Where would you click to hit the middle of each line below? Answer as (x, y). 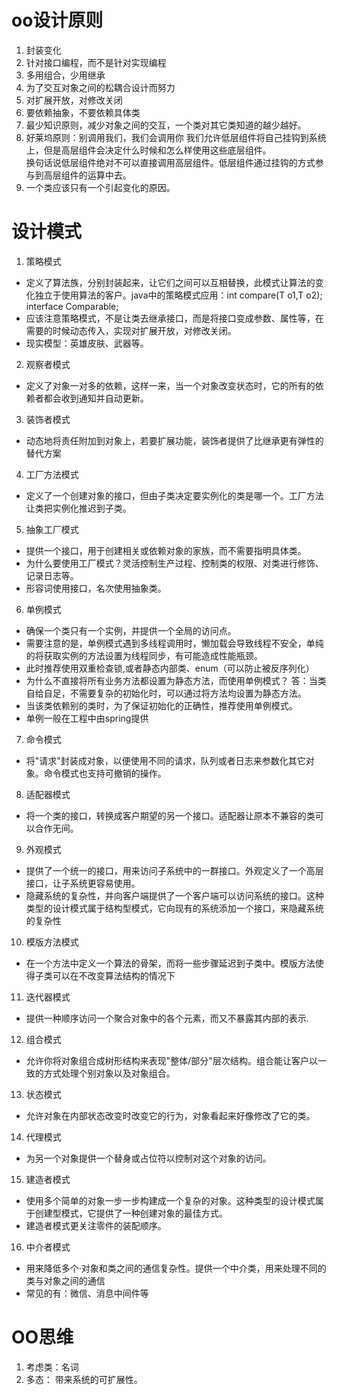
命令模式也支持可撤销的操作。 (105, 773)
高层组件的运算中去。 (87, 175)
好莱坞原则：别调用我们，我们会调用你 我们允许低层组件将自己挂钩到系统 (176, 137)
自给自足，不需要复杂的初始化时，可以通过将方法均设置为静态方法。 (166, 693)
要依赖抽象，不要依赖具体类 (83, 112)
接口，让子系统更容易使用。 (83, 883)
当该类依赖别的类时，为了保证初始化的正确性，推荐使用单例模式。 (161, 705)
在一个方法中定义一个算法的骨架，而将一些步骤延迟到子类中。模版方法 (170, 963)
